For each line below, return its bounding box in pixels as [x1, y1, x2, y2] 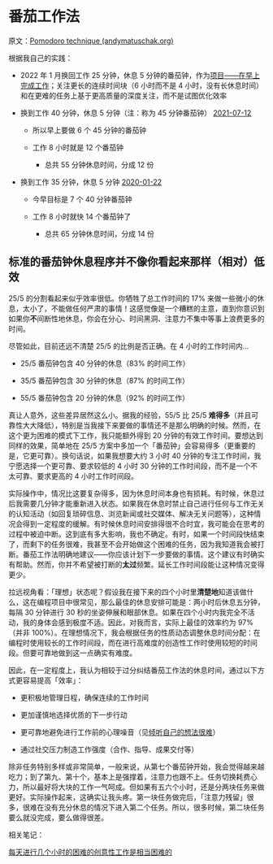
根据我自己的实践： [8, 53, 73, 63]
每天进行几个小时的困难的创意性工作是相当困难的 [8, 847, 172, 857]
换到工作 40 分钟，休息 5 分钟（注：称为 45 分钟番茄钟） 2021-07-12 [19, 107, 252, 118]
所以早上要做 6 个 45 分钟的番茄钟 [32, 125, 147, 135]
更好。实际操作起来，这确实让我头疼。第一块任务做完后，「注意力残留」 [8, 792, 247, 801]
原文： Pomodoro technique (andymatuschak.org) [8, 36, 174, 46]
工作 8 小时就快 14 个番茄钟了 [32, 211, 132, 221]
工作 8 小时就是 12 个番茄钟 [32, 142, 124, 152]
